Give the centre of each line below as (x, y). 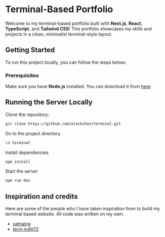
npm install (18, 162)
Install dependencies (27, 152)
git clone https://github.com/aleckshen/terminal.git (63, 124)
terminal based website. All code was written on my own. (65, 214)
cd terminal (18, 143)
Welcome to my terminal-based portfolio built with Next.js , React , (74, 23)
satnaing (22, 224)
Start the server (22, 171)
